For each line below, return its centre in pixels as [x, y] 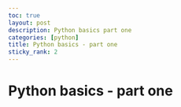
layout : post [30, 23]
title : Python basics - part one [63, 45]
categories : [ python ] [44, 37]
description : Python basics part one [70, 30]
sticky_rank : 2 [33, 52]
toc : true [24, 15]
